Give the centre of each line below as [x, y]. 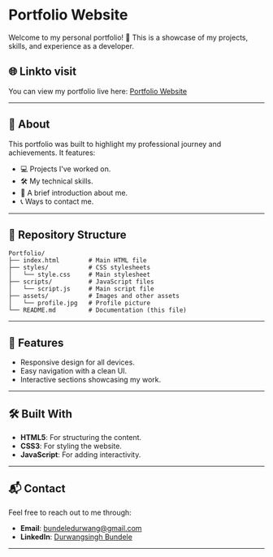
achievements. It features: [52, 153]
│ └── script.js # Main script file [81, 289]
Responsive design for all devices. [78, 362]
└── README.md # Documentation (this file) [97, 310]
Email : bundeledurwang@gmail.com [81, 528]
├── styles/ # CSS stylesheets [80, 268]
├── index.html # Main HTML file [78, 261]
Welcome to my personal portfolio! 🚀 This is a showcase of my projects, [128, 37]
